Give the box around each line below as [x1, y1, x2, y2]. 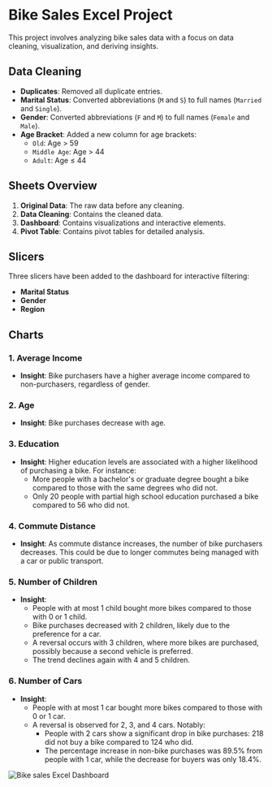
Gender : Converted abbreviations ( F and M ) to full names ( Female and [19, 112, 250, 122]
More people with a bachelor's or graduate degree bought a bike [32, 473, 249, 484]
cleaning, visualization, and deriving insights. [8, 41, 159, 50]
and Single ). [19, 103, 63, 113]
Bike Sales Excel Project [8, 6, 173, 24]
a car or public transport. [19, 556, 104, 565]
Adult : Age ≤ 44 [32, 155, 87, 165]
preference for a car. [32, 629, 101, 639]
